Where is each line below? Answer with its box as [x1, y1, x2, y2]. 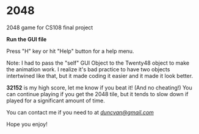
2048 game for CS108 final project [6, 24, 93, 31]
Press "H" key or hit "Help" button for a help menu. [6, 47, 134, 55]
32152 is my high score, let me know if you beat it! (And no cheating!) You [6, 83, 192, 91]
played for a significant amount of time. [6, 97, 105, 104]
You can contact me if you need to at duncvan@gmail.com [6, 108, 154, 116]
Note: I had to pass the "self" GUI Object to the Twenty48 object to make [6, 59, 190, 66]
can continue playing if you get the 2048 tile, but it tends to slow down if [6, 90, 189, 97]
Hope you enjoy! [6, 120, 48, 128]
